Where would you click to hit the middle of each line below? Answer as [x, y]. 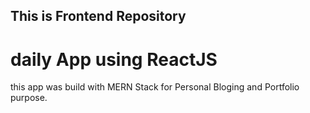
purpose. [29, 98]
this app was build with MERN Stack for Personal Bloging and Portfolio [155, 87]
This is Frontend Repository [98, 16]
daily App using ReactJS [114, 59]
